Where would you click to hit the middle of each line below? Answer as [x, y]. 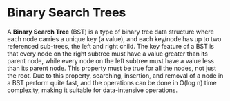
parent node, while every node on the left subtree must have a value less [111, 60]
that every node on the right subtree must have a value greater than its [108, 54]
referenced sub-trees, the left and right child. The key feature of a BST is [111, 46]
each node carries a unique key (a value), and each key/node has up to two [114, 38]
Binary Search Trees [67, 13]
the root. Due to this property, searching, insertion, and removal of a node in [115, 75]
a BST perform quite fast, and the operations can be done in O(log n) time [112, 82]
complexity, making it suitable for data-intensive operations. [93, 90]
